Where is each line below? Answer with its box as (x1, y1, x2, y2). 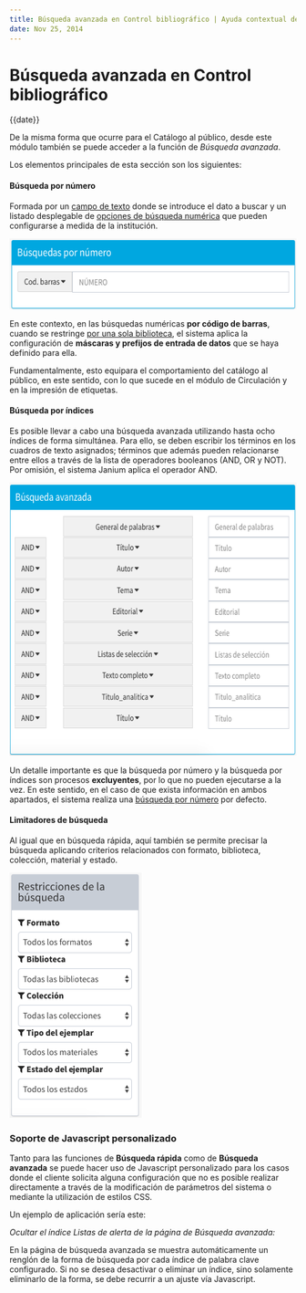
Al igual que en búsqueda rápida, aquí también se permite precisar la (9, 835, 268, 846)
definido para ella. (9, 347, 77, 358)
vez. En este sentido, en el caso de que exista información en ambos (9, 784, 267, 795)
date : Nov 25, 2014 (9, 24, 84, 34)
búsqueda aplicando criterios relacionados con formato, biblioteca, (9, 845, 261, 856)
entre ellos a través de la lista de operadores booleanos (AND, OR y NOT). (9, 454, 287, 465)
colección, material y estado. (9, 854, 118, 866)
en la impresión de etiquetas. (9, 384, 118, 395)
